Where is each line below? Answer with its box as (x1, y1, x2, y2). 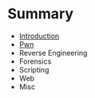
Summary (7, 5, 73, 23)
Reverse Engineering (18, 48, 88, 57)
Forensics (18, 57, 52, 66)
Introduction (18, 31, 60, 41)
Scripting (18, 65, 49, 74)
